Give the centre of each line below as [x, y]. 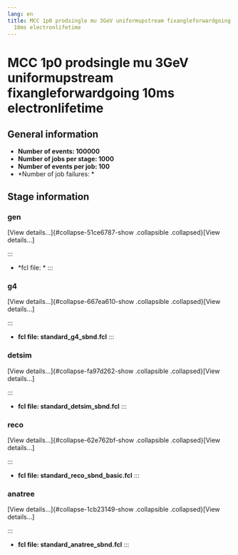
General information [53, 134]
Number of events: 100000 [58, 151]
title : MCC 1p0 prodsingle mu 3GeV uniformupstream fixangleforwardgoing [119, 21]
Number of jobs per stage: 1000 [66, 159]
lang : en [20, 14]
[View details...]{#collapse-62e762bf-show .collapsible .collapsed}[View [114, 440]
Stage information [48, 197]
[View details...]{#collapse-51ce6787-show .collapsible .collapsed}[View [114, 233]
